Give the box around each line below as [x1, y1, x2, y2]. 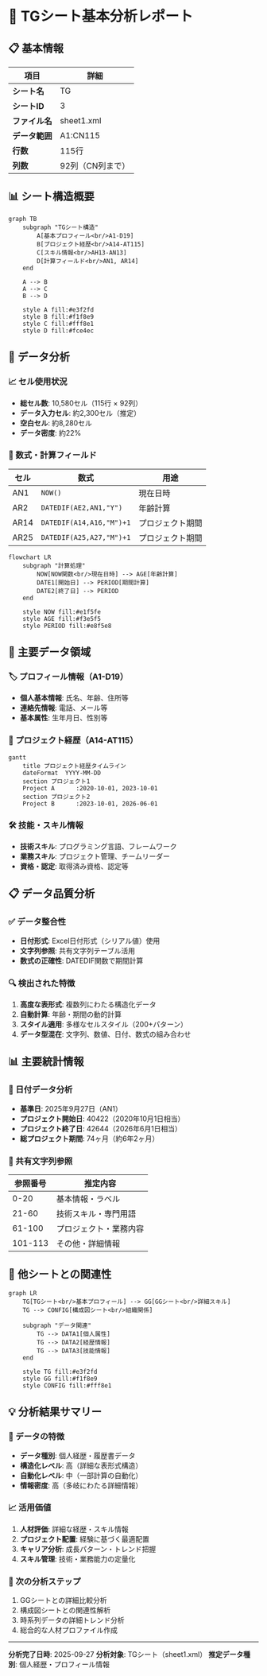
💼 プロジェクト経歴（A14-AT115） [8, 735, 138, 746]
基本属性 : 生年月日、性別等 [19, 713, 108, 723]
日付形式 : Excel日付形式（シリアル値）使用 [19, 936, 161, 945]
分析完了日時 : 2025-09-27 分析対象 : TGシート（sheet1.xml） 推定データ [8, 1650, 244, 1659]
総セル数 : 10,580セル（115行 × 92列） [19, 398, 143, 408]
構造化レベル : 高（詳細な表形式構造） [19, 1461, 143, 1470]
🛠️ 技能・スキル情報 [8, 820, 83, 831]
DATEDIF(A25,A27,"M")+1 [41, 533, 131, 541]
